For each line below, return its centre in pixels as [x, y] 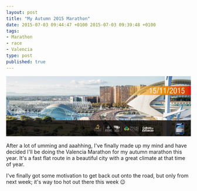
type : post [19, 56]
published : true [26, 62]
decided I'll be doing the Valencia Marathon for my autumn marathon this [94, 152]
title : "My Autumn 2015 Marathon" [48, 18]
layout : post [22, 12]
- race [14, 43]
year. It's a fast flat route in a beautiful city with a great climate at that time [96, 158]
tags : [13, 31]
